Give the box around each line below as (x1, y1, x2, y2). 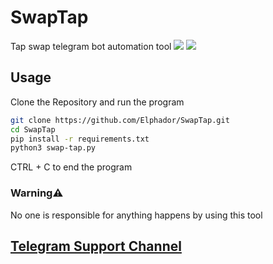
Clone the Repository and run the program (10, 96, 185, 108)
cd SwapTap (10, 124, 56, 135)
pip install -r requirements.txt (10, 134, 150, 144)
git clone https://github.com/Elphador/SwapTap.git (10, 115, 230, 125)
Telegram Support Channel (10, 237, 182, 255)
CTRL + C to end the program (10, 161, 133, 173)
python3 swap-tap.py (10, 143, 97, 153)
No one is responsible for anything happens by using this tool (10, 209, 263, 221)
